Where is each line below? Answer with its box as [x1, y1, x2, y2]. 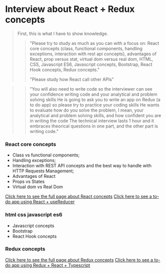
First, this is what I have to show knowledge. [17, 30, 108, 36]
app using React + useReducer [11, 199, 75, 205]
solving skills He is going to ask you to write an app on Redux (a [29, 96, 161, 103]
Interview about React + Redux [5, 3, 135, 15]
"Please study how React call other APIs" [29, 76, 114, 82]
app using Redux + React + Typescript [11, 262, 90, 268]
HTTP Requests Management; [12, 168, 75, 174]
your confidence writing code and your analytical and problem [29, 91, 158, 97]
